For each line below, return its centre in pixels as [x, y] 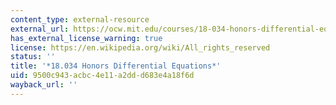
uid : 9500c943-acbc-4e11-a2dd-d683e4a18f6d [102, 76]
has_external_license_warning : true [86, 38]
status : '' [33, 57]
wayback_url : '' [44, 85]
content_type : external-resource [80, 19]
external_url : [40, 29]
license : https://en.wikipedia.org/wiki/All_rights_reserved [140, 47]
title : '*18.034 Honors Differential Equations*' [116, 66]
